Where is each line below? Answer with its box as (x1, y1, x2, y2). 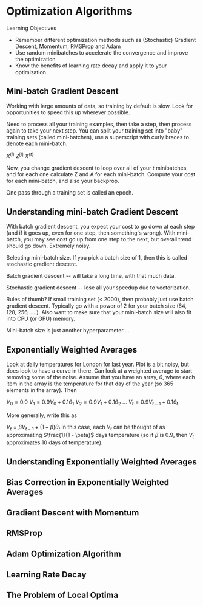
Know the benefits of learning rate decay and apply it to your (15, 62, 167, 69)
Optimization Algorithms (6, 4, 133, 18)
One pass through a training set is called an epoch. (6, 189, 133, 196)
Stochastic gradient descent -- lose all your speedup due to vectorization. (6, 284, 191, 291)
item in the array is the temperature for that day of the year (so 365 (6, 380, 174, 387)
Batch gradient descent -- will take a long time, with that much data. (6, 272, 176, 280)
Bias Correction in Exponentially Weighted (6, 477, 170, 487)
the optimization (15, 55, 56, 63)
